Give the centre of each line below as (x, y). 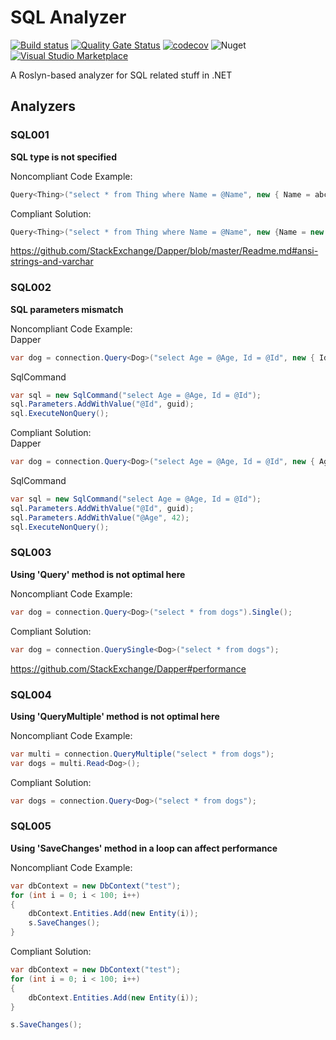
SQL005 (31, 826)
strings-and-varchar (52, 262)
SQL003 (31, 553)
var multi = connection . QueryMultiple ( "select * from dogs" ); (142, 754)
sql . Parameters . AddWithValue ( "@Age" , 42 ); (100, 517)
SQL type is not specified (63, 157)
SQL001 (30, 135)
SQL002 (31, 288)
